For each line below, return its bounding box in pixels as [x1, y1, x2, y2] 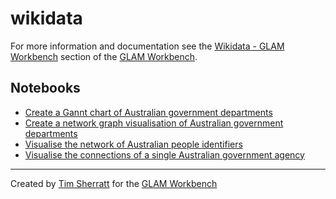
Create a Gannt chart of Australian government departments [24, 106, 273, 118]
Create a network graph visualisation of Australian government [24, 117, 284, 129]
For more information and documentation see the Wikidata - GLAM [10, 40, 285, 52]
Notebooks [10, 80, 81, 97]
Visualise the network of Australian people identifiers [24, 138, 243, 150]
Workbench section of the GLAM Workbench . [10, 50, 198, 62]
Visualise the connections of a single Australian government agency [24, 148, 305, 161]
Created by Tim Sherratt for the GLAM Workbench [10, 177, 218, 189]
